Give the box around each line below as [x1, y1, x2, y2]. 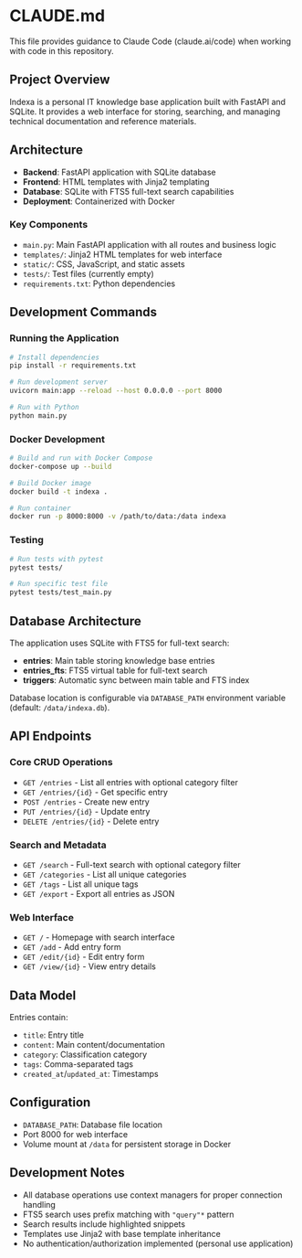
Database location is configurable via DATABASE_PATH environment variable [9, 692, 286, 703]
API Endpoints [9, 729, 92, 744]
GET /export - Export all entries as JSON [22, 888, 175, 899]
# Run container [9, 504, 71, 513]
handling [22, 1199, 57, 1210]
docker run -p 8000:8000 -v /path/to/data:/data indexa [9, 512, 226, 521]
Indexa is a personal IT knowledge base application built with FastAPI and [9, 96, 286, 107]
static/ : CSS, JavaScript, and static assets [22, 258, 185, 270]
